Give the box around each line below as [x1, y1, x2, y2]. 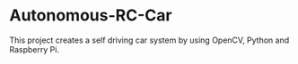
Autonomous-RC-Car [9, 5, 172, 26]
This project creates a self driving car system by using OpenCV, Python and [9, 35, 290, 45]
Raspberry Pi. [9, 44, 60, 54]
